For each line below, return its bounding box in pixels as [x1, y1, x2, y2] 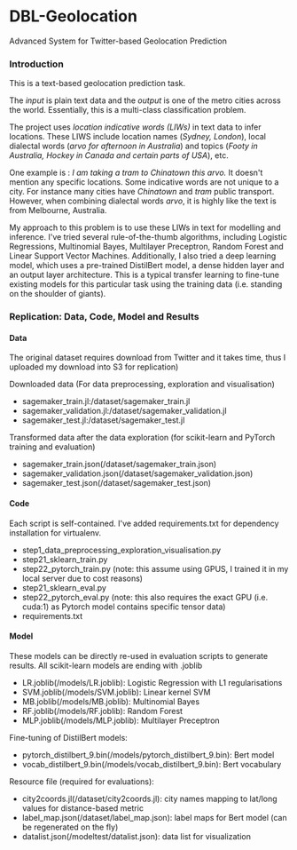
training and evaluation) [9, 441, 96, 452]
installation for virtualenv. [9, 527, 102, 538]
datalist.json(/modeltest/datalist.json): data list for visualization [21, 830, 251, 841]
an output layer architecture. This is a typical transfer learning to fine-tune [9, 269, 279, 281]
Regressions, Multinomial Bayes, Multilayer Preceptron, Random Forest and [9, 242, 284, 252]
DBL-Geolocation [9, 6, 137, 27]
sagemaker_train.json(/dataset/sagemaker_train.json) [21, 459, 217, 470]
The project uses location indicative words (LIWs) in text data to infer [9, 122, 262, 132]
